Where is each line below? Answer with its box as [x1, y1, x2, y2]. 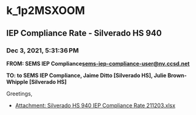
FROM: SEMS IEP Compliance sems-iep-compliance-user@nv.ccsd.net [6, 60, 190, 67]
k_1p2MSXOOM [6, 4, 85, 18]
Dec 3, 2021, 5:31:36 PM [6, 46, 79, 55]
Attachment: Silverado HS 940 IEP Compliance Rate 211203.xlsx [15, 102, 175, 109]
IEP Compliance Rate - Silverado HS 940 [6, 28, 163, 38]
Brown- [167, 71, 187, 79]
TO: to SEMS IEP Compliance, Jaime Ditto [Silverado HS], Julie [6, 71, 167, 79]
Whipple [6, 78, 29, 85]
